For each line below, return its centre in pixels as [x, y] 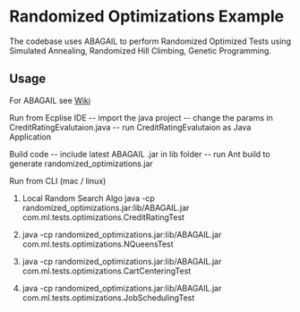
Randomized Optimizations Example [147, 17]
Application [30, 137]
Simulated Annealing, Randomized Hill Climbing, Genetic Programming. [140, 50]
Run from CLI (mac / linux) [58, 181]
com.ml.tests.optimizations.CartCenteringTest [107, 271]
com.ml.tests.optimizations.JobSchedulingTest [108, 298]
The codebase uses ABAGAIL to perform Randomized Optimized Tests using [150, 41]
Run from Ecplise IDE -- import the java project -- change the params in [141, 117]
